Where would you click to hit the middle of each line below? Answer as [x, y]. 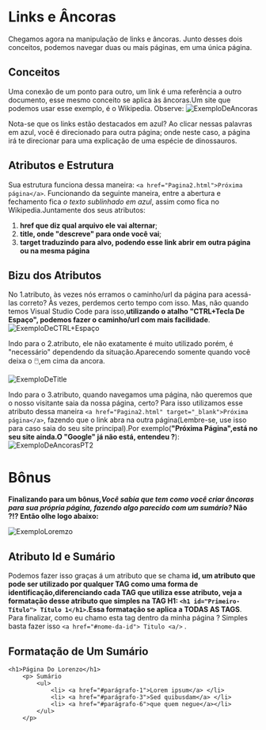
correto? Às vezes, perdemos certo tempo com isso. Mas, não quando [134, 303]
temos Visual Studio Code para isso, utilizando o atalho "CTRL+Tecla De [127, 311]
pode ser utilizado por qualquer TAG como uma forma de [103, 584]
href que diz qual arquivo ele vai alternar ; [89, 225]
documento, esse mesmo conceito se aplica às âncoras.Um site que [120, 100]
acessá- [238, 294]
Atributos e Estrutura [61, 165]
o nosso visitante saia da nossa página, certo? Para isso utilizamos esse [125, 403]
